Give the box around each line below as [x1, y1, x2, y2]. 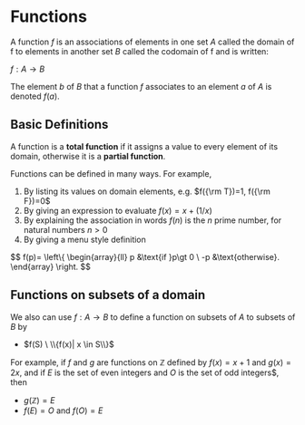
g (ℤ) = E [23, 394, 55, 405]
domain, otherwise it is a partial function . [10, 150, 166, 161]
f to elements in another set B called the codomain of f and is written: [10, 45, 269, 56]
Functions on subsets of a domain [10, 287, 206, 303]
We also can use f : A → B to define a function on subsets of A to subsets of [10, 311, 296, 323]
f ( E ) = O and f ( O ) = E [23, 405, 103, 416]
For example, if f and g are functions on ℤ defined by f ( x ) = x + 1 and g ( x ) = [10, 356, 291, 368]
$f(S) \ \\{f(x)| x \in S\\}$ [23, 338, 114, 350]
